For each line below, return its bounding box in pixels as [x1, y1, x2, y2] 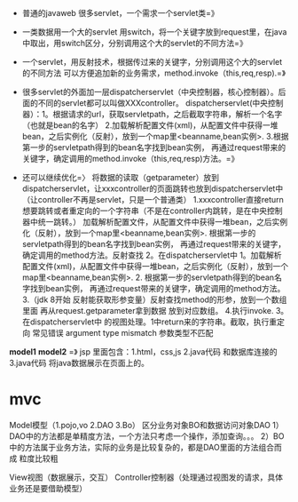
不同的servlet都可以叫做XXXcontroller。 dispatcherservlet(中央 [37, 98, 269, 108]
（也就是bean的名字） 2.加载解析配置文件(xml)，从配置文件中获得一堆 [21, 120, 278, 131]
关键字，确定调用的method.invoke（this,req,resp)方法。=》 [21, 154, 239, 163]
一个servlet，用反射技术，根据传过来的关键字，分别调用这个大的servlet [21, 57, 283, 67]
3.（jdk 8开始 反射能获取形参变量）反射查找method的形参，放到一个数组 [21, 294, 287, 305]
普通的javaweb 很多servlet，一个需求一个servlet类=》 [21, 8, 219, 18]
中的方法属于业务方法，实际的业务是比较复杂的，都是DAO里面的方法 [9, 442, 259, 452]
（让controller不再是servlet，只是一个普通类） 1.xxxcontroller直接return [21, 195, 284, 204]
